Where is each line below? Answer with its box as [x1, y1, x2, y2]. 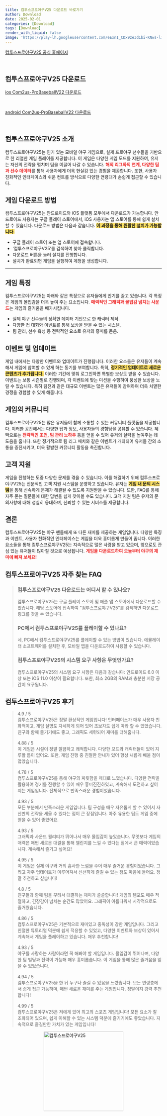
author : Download [5, 12, 41, 17]
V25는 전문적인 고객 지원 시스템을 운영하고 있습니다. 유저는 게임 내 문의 [13, 480, 151, 486]
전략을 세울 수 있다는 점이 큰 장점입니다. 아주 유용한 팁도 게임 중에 [30, 811, 158, 817]
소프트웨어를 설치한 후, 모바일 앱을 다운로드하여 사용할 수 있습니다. [22, 643, 152, 649]
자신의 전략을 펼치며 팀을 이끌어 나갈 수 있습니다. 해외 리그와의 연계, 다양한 [10, 161, 154, 167]
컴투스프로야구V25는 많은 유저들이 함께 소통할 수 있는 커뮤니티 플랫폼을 [5, 419, 144, 425]
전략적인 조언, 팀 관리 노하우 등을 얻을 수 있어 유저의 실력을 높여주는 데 [22, 432, 158, 438]
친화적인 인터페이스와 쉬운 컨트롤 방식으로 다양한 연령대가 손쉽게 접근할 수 [5, 174, 149, 180]
